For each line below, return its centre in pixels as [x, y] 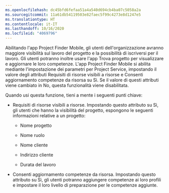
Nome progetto [36, 125]
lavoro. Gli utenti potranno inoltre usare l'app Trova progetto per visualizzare [84, 58]
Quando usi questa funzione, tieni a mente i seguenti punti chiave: [74, 95]
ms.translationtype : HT [30, 19]
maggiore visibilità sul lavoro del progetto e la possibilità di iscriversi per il [82, 53]
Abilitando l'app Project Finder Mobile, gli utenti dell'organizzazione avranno [84, 48]
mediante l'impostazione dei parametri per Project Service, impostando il [81, 69]
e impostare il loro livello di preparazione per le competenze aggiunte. [85, 185]
